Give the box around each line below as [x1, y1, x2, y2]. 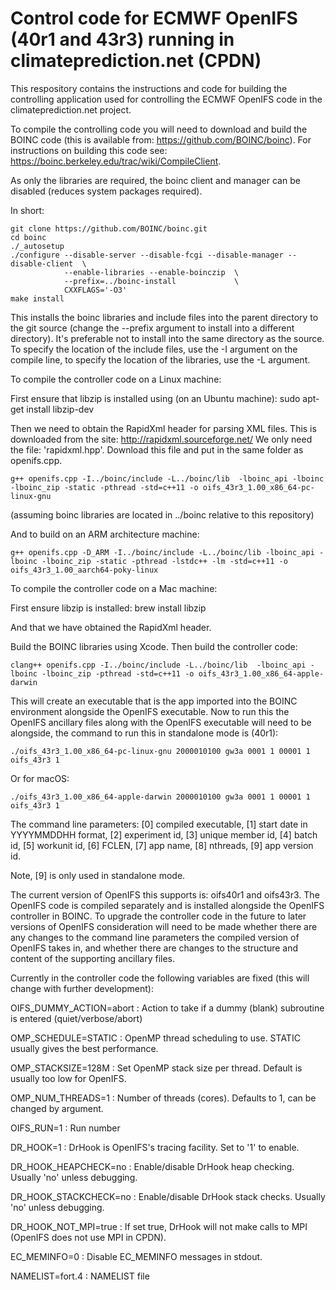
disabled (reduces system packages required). [10, 185, 203, 197]
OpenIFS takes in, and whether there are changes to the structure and [10, 942, 299, 954]
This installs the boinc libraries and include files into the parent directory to [10, 311, 319, 323]
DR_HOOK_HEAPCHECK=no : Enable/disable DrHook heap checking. [10, 1160, 295, 1172]
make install [10, 293, 65, 304]
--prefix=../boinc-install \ [63, 276, 240, 286]
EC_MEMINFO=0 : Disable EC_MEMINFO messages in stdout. [10, 1250, 263, 1262]
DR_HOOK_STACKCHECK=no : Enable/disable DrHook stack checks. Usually [10, 1190, 326, 1202]
